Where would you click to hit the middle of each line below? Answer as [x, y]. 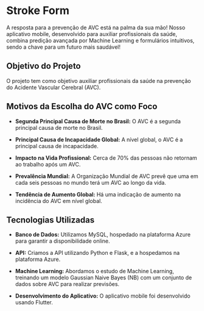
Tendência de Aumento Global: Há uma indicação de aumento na [98, 194]
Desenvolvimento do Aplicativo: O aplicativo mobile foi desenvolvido [103, 296]
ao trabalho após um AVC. [48, 164]
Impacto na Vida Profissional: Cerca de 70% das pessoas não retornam [106, 158]
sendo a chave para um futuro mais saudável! [63, 47]
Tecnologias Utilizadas [51, 220]
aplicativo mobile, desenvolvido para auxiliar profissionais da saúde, [92, 34]
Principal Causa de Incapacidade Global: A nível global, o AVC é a [99, 139]
